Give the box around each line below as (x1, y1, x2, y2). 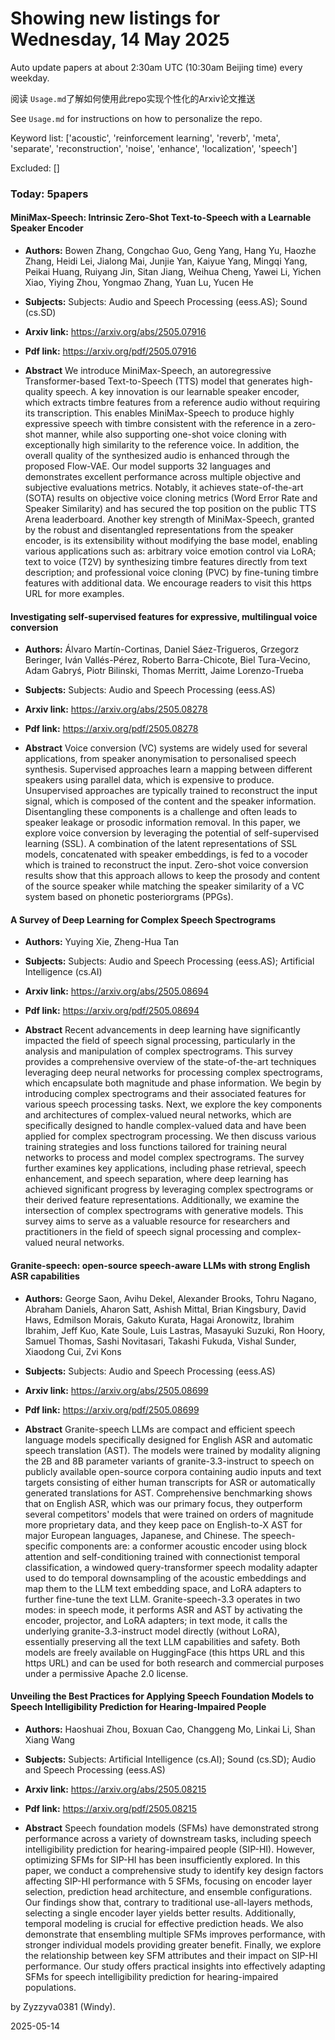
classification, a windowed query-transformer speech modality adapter (24, 1561, 318, 1573)
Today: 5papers (10, 187, 89, 201)
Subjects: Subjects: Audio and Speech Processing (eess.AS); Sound (24, 296, 308, 308)
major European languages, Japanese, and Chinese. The (24, 1529, 259, 1541)
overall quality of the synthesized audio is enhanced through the (24, 450, 290, 462)
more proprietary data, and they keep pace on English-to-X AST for (24, 1518, 303, 1531)
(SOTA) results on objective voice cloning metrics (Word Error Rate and (24, 492, 318, 504)
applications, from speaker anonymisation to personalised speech (24, 753, 297, 765)
